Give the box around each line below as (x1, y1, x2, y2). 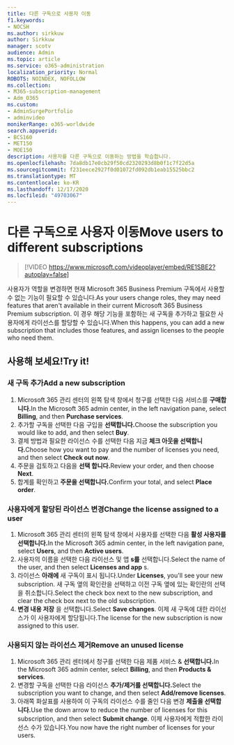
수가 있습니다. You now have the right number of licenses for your (30, 723, 215, 732)
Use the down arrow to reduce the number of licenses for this (31, 706, 208, 714)
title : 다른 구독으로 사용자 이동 (7, 10, 91, 17)
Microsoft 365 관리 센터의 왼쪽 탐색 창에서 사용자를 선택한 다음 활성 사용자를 (17, 530, 226, 539)
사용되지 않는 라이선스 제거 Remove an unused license (7, 640, 184, 650)
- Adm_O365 (7, 95, 39, 102)
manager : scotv (7, 43, 52, 50)
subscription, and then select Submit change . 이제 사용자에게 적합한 (17, 714, 211, 723)
